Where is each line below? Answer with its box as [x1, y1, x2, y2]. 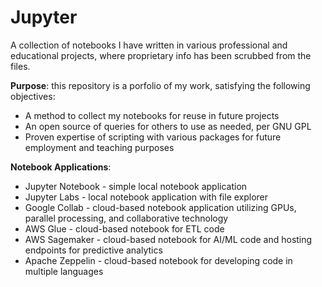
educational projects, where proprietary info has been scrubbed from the [10, 49, 312, 61]
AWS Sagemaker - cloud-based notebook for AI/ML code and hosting [24, 233, 313, 245]
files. [10, 60, 31, 72]
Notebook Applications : [10, 161, 112, 173]
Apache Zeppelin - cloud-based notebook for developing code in [24, 254, 293, 266]
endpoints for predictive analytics [24, 244, 163, 256]
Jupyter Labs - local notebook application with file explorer [24, 191, 269, 203]
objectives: [10, 90, 56, 102]
